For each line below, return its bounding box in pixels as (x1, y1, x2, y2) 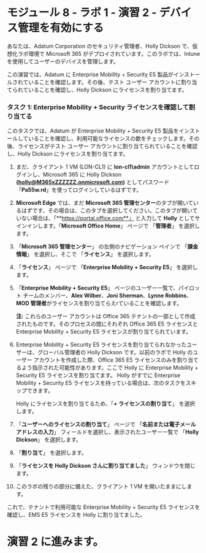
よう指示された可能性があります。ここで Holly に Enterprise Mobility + (21, 364, 199, 372)
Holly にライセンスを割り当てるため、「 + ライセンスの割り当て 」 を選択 (15, 400, 196, 408)
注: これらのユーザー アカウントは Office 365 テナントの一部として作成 (15, 313, 196, 320)
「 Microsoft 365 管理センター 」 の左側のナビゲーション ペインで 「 (15, 243, 188, 250)
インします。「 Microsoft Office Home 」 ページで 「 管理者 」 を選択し (26, 222, 200, 230)
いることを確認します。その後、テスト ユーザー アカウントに (28, 78, 181, 86)
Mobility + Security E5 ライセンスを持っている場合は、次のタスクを (15, 379, 186, 387)
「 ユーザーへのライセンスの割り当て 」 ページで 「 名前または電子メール (15, 421, 196, 428)
